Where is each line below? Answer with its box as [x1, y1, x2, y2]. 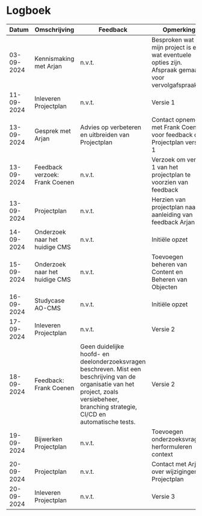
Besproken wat [151, 36, 194, 44]
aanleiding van [151, 210, 193, 219]
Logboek [6, 4, 51, 17]
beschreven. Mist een [80, 365, 141, 373]
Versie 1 [151, 98, 176, 106]
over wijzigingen [151, 467, 198, 476]
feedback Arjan [151, 218, 195, 226]
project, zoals [80, 387, 118, 395]
